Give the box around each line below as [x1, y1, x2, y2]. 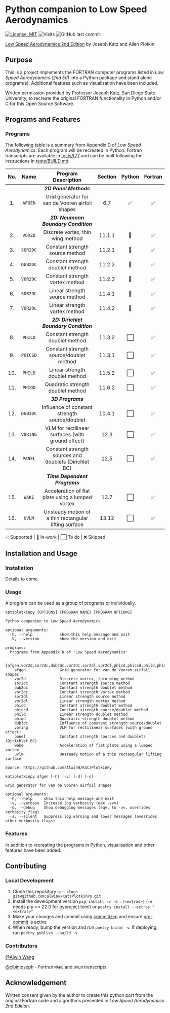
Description [53, 177, 82, 184]
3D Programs [51, 396, 83, 403]
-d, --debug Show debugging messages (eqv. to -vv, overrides [10, 805, 151, 810]
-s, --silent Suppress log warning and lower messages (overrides [10, 814, 157, 819]
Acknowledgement [5, 979, 67, 987]
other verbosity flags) [5, 818, 56, 824]
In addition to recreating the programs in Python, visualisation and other [5, 842, 155, 848]
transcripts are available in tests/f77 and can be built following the [5, 153, 143, 159]
